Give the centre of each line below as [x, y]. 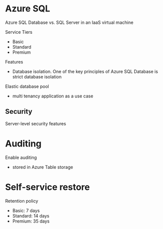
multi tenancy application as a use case [53, 96]
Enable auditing [21, 157]
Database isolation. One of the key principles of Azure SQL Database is [85, 71]
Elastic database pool [27, 86]
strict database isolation [37, 76]
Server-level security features [36, 123]
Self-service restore [48, 187]
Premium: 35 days [31, 221]
